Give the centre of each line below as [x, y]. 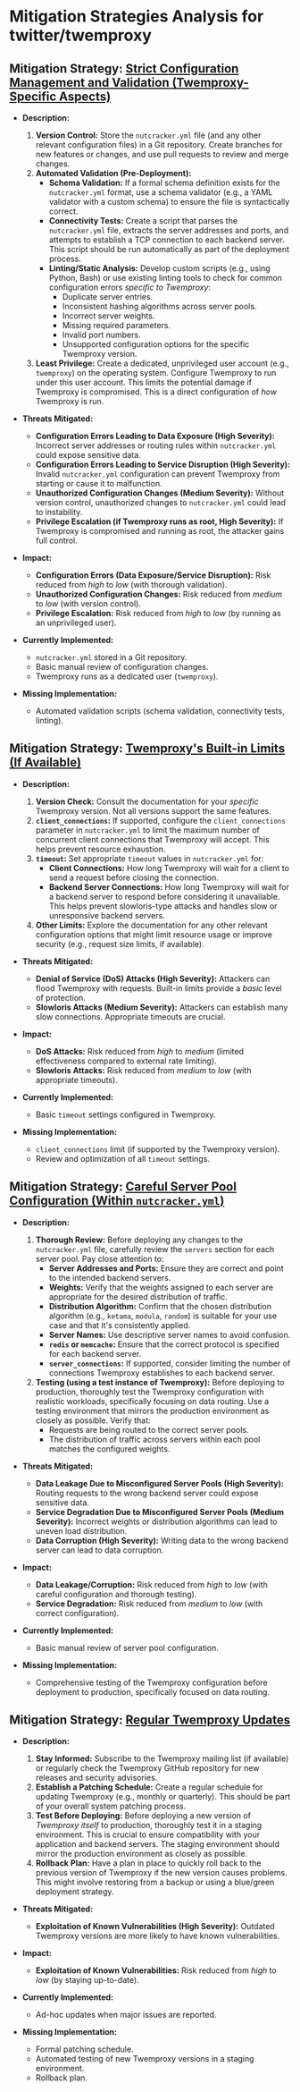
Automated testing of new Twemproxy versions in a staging [145, 2059]
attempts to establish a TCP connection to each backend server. [167, 240]
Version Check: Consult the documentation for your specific [147, 801]
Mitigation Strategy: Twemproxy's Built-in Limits [147, 749]
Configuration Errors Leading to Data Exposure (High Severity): [155, 436]
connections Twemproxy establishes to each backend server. [162, 1372]
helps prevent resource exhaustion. [100, 849]
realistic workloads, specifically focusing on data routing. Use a [152, 1401]
